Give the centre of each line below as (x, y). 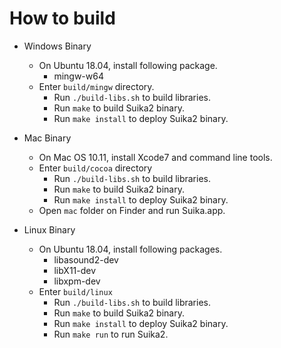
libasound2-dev (86, 259)
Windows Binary (57, 46)
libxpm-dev (77, 281)
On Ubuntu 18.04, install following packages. (130, 249)
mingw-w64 (78, 76)
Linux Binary (49, 229)
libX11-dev (75, 270)
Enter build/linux (75, 291)
